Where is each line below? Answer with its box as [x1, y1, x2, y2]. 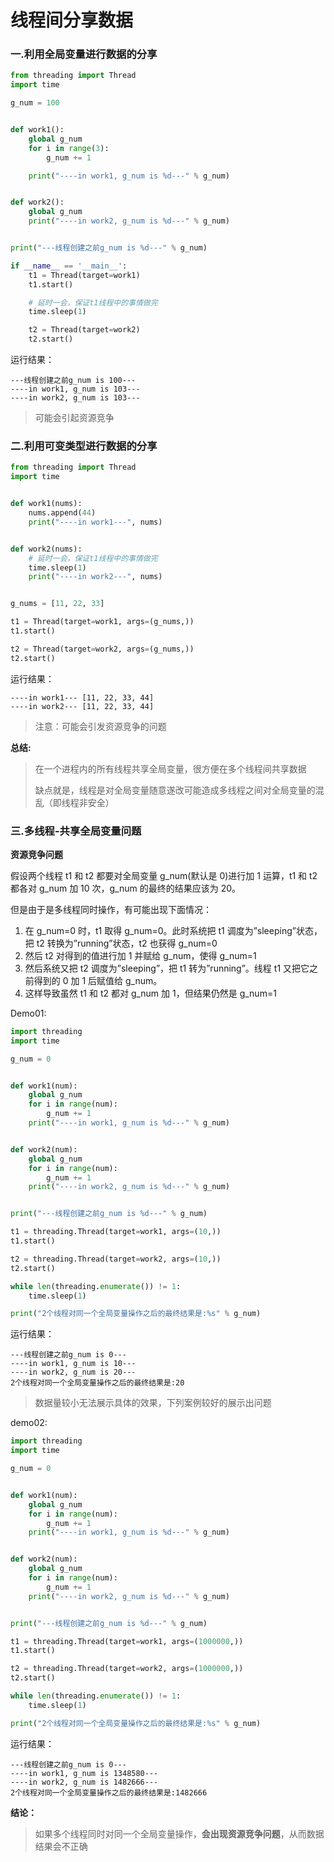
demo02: [10, 1417, 48, 1429]
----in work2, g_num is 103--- [10, 393, 141, 403]
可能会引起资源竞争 [34, 412, 115, 424]
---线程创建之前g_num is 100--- [10, 376, 137, 386]
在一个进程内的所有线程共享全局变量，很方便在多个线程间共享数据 [34, 762, 307, 775]
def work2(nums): [10, 544, 83, 554]
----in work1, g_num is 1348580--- [10, 1768, 159, 1778]
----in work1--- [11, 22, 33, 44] [10, 692, 155, 703]
